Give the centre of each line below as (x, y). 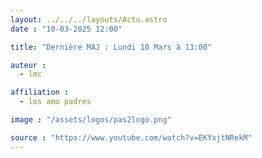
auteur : (28, 65)
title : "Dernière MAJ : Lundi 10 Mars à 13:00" (111, 47)
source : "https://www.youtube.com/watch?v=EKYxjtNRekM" (131, 137)
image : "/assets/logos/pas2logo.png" (91, 120)
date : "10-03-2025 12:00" (66, 29)
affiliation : (40, 92)
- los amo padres (55, 102)
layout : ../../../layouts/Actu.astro (89, 19)
